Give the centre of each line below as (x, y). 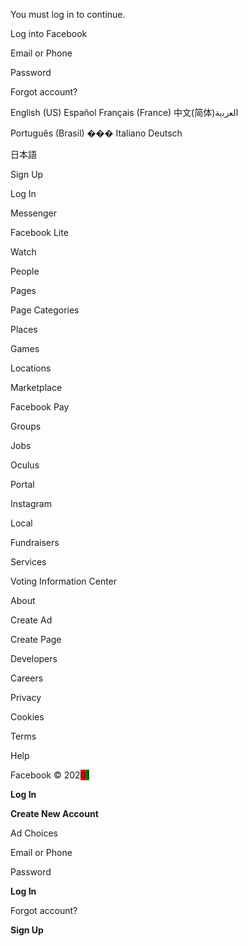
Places (24, 329)
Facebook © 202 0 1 (50, 775)
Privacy (26, 697)
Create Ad (31, 620)
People (25, 271)
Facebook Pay (40, 407)
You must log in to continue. (68, 14)
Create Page (36, 639)
